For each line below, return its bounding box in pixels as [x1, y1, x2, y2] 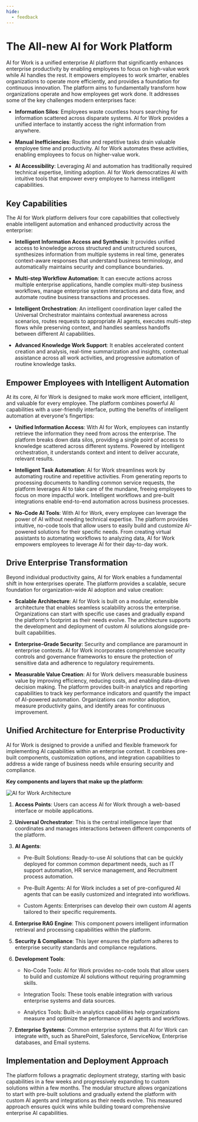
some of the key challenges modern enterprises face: [6, 97, 137, 104]
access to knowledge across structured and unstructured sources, [14, 245, 177, 252]
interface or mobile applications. [14, 807, 94, 814]
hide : [6, 8, 20, 15]
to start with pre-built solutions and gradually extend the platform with [6, 1090, 177, 1097]
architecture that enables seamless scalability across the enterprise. [14, 604, 181, 611]
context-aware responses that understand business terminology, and [14, 257, 183, 264]
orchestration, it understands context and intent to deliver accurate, [14, 449, 180, 456]
